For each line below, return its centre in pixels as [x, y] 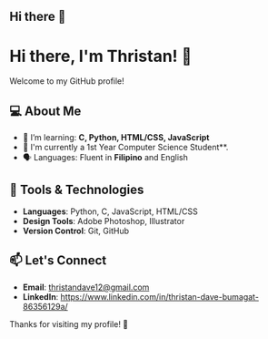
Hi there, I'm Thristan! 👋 [101, 56]
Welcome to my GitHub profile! [67, 81]
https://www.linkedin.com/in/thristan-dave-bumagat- [159, 296]
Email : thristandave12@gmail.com [86, 287]
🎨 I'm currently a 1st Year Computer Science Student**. [125, 148]
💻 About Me [45, 111]
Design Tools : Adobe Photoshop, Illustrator [104, 221]
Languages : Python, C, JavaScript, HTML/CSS [110, 211]
